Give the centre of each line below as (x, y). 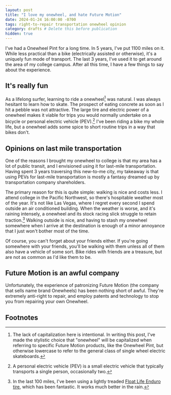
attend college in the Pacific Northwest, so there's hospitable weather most (84, 197)
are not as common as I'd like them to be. (49, 257)
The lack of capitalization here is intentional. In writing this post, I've (84, 335)
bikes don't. (18, 133)
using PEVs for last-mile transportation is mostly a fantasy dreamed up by (82, 177)
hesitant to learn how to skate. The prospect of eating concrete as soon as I (85, 104)
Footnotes (22, 317)
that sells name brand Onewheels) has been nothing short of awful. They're (84, 291)
